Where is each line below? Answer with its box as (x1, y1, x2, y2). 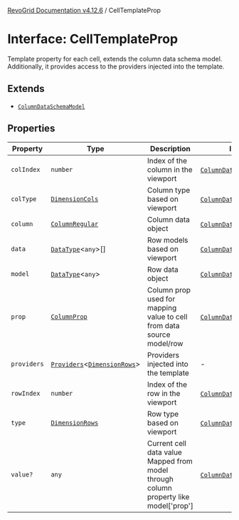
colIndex (11, 165, 41, 173)
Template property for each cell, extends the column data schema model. (7, 54, 223, 63)
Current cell (147, 438, 187, 448)
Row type (147, 409, 179, 419)
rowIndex (11, 389, 41, 397)
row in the (147, 388, 181, 398)
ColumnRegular (51, 220, 99, 228)
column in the (147, 164, 193, 174)
